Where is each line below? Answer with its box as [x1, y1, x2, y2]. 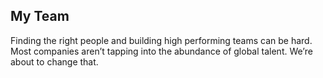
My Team [10, 8, 70, 25]
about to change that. [10, 55, 99, 68]
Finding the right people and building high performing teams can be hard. [10, 34, 313, 46]
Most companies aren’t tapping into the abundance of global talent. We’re [10, 45, 313, 57]
